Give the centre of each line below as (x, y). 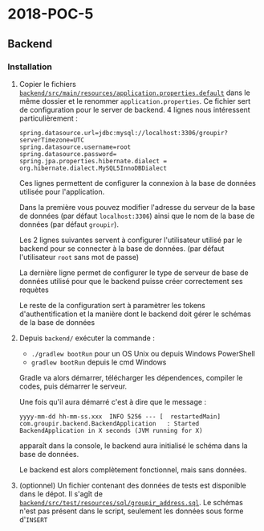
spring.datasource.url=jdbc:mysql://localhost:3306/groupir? (124, 133)
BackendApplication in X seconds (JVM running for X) (111, 430)
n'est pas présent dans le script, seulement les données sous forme (131, 511)
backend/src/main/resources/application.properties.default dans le (134, 93)
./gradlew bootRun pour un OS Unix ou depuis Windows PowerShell (143, 353)
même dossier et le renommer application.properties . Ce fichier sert (135, 101)
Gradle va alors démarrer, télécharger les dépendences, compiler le (131, 377)
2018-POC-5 (51, 14)
